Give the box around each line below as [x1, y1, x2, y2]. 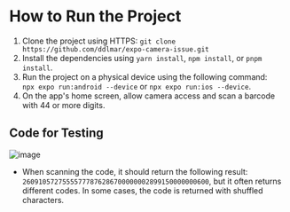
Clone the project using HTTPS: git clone [21, 35, 176, 46]
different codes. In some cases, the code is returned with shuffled [21, 185, 263, 196]
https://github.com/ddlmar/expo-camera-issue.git [21, 44, 210, 54]
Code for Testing [9, 126, 104, 141]
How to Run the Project [9, 6, 182, 27]
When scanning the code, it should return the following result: [21, 166, 248, 177]
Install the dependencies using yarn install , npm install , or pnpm [21, 52, 263, 63]
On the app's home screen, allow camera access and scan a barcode [21, 90, 276, 101]
